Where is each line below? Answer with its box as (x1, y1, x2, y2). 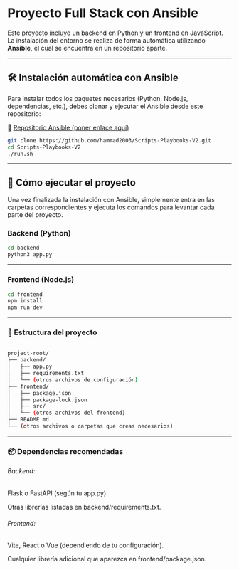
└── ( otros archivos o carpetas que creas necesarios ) (7, 423, 174, 430)
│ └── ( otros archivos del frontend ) (7, 409, 126, 417)
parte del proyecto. (7, 211, 64, 219)
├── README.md (7, 416, 50, 423)
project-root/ (7, 350, 50, 357)
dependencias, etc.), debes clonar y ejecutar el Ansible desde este (7, 102, 203, 110)
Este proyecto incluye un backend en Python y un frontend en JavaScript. (7, 28, 224, 37)
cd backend (7, 244, 40, 252)
